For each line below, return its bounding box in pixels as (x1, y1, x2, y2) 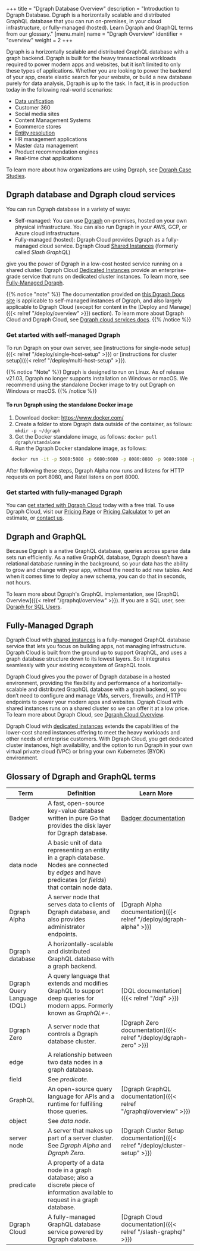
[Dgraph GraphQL (121, 1084, 171, 1093)
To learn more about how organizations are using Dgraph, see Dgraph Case (6, 166, 192, 173)
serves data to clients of (47, 900, 115, 908)
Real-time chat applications (14, 155, 82, 161)
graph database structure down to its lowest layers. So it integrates (6, 655, 171, 662)
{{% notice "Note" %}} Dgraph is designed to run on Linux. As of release (6, 368, 185, 376)
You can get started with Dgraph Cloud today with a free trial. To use (6, 502, 174, 509)
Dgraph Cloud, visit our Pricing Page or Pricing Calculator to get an (6, 508, 171, 515)
